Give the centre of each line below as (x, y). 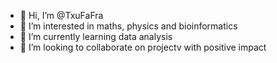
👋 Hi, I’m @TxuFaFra (61, 15)
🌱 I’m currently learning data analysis (96, 36)
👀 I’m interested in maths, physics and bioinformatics (128, 26)
